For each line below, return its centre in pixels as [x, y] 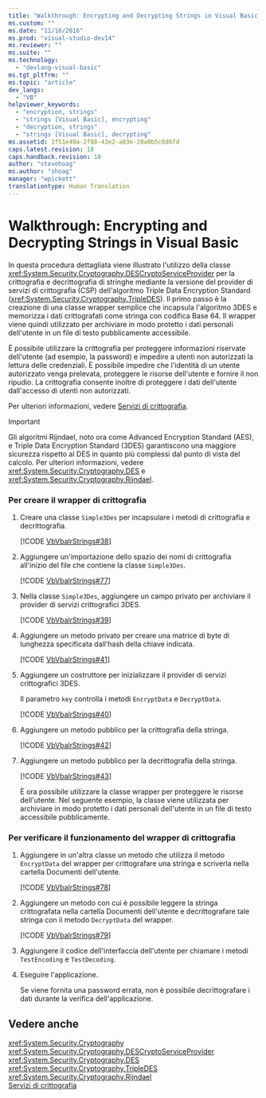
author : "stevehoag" [43, 164]
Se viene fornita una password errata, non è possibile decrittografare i [135, 990]
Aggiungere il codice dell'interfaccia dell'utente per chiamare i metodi [134, 951]
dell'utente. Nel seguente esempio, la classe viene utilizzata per [124, 800]
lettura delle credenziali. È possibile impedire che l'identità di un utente [124, 365]
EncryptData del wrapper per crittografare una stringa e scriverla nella [134, 863]
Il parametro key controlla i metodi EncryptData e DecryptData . [120, 698]
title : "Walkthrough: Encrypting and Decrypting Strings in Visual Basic [133, 16]
